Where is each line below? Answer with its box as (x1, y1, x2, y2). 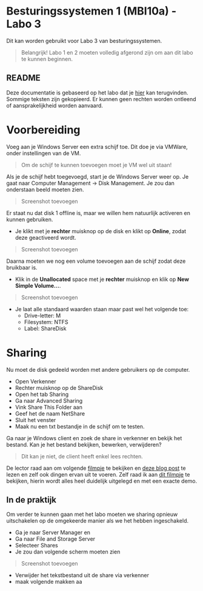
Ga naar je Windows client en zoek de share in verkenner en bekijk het (6, 434, 182, 441)
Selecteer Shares (15, 542, 59, 549)
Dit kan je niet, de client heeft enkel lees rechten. (21, 452, 144, 460)
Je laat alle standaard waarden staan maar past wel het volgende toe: (15, 305, 189, 312)
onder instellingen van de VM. (6, 150, 81, 157)
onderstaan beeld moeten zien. (6, 186, 84, 193)
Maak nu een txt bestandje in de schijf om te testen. (15, 423, 145, 430)
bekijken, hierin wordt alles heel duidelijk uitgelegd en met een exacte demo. (6, 477, 198, 484)
